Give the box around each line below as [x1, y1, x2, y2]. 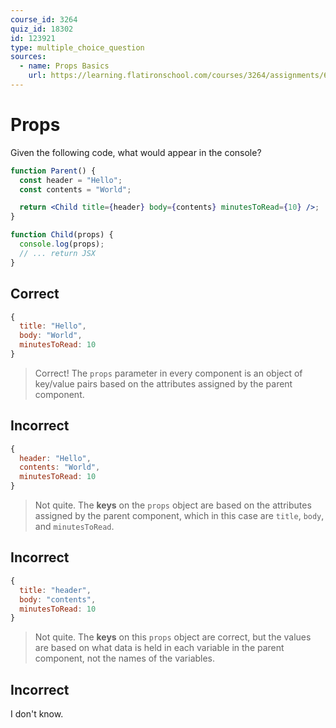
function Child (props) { [10, 230, 114, 240]
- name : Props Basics [19, 61, 110, 71]
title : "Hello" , [19, 321, 87, 331]
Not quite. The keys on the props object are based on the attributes [34, 499, 312, 511]
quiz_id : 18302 [10, 24, 74, 34]
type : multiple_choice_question [10, 42, 145, 53]
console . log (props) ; [19, 239, 105, 250]
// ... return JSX [19, 248, 97, 258]
